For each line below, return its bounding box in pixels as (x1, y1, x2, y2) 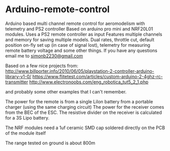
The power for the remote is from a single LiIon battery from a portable (5, 98, 153, 105)
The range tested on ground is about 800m (5, 140, 95, 146)
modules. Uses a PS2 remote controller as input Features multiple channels (5, 31, 162, 37)
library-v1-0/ (5, 73, 31, 79)
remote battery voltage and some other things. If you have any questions (5, 47, 157, 53)
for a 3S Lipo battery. (5, 114, 50, 120)
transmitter (5, 79, 28, 85)
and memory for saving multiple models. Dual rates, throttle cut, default (5, 37, 155, 43)
